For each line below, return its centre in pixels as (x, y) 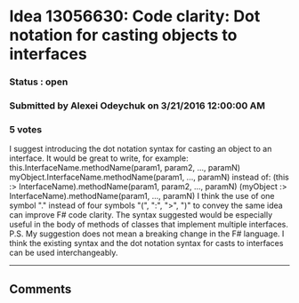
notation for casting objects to (123, 35)
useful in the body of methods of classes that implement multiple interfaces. (149, 225)
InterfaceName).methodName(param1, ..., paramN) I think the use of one (142, 196)
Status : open (39, 82)
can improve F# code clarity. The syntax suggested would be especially (141, 215)
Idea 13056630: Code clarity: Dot (135, 16)
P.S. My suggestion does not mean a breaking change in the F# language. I (147, 234)
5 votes (26, 129)
